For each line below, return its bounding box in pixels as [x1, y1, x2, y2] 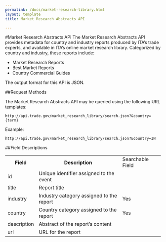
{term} [5, 118, 19, 123]
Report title [39, 184, 64, 191]
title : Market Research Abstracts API [5, 16, 85, 21]
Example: [5, 126, 24, 132]
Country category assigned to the [39, 206, 117, 213]
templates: [5, 104, 27, 110]
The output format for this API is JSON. [5, 80, 85, 85]
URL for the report [39, 229, 81, 236]
